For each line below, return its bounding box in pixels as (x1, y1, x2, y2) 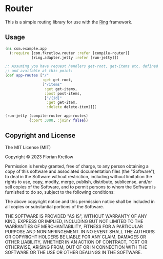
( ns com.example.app (5, 46, 47, 51)
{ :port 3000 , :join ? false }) (29, 118, 89, 123)
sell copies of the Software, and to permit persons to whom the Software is (5, 184, 156, 190)
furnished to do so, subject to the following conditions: (5, 189, 115, 195)
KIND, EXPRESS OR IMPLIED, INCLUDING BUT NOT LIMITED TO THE (5, 218, 143, 224)
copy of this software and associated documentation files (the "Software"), (5, 168, 156, 174)
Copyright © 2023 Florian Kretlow (5, 154, 74, 160)
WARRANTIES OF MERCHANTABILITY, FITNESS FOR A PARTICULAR (5, 223, 143, 229)
